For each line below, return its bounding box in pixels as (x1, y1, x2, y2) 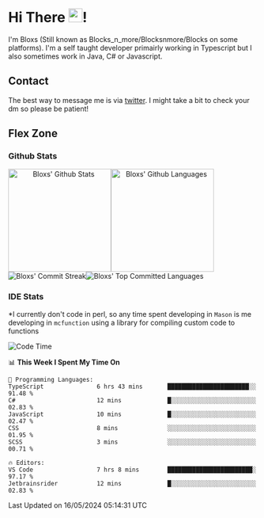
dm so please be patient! (8, 104, 89, 113)
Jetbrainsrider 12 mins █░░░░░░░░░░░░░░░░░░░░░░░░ (8, 479, 257, 487)
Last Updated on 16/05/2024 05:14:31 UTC (8, 500, 148, 510)
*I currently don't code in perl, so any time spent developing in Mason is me (8, 309, 251, 318)
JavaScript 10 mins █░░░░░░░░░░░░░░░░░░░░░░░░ (8, 410, 257, 418)
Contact (8, 74, 49, 88)
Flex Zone (8, 127, 58, 140)
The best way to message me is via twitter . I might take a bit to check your (8, 95, 251, 105)
